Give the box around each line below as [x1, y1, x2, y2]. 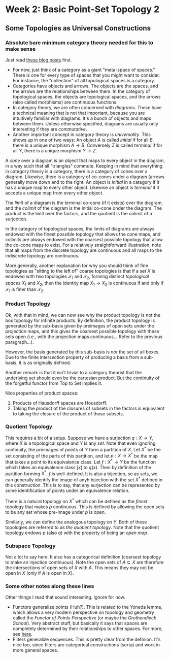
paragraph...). [5, 339, 34, 345]
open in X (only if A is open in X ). [5, 570, 74, 576]
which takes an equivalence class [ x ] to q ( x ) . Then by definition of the [5, 464, 151, 470]
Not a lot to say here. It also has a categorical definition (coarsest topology [5, 554, 161, 560]
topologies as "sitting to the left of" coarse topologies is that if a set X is [5, 268, 156, 274]
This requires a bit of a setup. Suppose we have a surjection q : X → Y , [5, 435, 154, 441]
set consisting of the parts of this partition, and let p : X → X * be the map [5, 452, 158, 459]
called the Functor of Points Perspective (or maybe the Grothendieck [12, 615, 156, 621]
